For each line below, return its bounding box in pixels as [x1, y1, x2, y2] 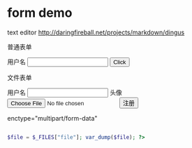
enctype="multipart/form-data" [7, 114, 98, 122]
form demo [7, 5, 73, 21]
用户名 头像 [7, 88, 122, 96]
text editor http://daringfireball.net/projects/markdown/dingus [7, 28, 185, 36]
